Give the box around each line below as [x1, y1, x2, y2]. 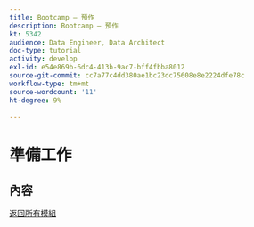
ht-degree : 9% [9, 95, 62, 105]
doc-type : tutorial [9, 46, 82, 55]
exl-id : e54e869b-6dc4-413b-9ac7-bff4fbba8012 [9, 63, 185, 72]
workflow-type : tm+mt [9, 79, 90, 88]
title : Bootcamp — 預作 [9, 12, 95, 22]
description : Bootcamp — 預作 [9, 21, 119, 30]
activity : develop [9, 54, 78, 63]
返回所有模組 [9, 208, 56, 219]
